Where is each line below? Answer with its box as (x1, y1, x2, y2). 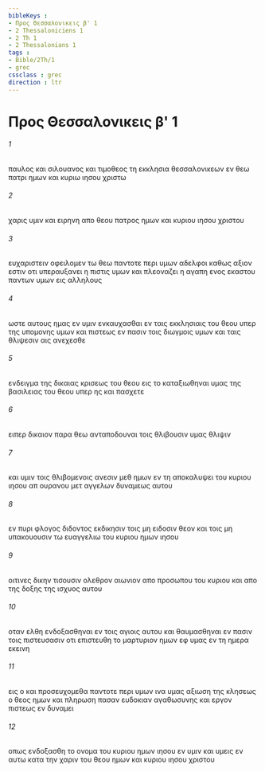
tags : (8, 49, 30, 57)
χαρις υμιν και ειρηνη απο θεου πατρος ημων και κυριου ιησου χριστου (8, 216, 244, 225)
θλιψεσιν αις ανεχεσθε (8, 335, 86, 345)
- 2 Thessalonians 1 (8, 41, 77, 49)
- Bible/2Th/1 (8, 57, 56, 65)
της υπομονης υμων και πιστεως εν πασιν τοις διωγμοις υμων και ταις (8, 327, 241, 336)
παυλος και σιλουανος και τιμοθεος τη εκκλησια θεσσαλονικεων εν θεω (8, 164, 250, 174)
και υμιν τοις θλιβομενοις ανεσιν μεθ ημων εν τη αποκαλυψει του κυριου (8, 472, 251, 482)
